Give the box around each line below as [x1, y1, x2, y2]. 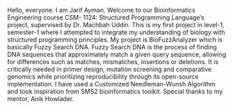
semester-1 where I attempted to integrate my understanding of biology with [7, 28, 225, 36]
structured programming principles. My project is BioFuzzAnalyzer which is [7, 36, 223, 44]
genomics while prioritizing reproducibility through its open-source [7, 72, 199, 81]
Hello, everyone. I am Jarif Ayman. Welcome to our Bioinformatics [7, 6, 196, 14]
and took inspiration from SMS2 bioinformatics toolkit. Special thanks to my [7, 87, 223, 95]
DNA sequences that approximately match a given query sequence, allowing [7, 50, 227, 58]
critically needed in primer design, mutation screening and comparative [7, 65, 212, 73]
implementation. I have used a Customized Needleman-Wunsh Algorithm [7, 80, 216, 88]
